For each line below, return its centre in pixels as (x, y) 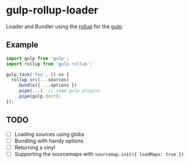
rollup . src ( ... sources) (40, 80)
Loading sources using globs (49, 134)
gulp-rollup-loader (52, 10)
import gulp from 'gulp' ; (37, 58)
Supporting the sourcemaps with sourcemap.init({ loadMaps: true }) (99, 154)
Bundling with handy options (49, 141)
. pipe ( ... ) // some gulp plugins (59, 91)
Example (22, 45)
